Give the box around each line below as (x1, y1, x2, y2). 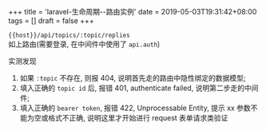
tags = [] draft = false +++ (8, 16, 94, 26)
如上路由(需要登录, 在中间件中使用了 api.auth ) (8, 39, 161, 49)
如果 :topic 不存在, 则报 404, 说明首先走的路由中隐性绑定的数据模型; (19, 73, 246, 82)
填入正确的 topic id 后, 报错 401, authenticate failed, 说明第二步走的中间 (19, 83, 259, 93)
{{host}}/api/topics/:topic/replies (8, 31, 130, 39)
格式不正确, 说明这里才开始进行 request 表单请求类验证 (47, 113, 228, 122)
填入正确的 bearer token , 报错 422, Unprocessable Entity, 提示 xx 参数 (19, 103, 252, 112)
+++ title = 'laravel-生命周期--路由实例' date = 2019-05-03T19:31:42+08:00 (8, 7, 257, 16)
